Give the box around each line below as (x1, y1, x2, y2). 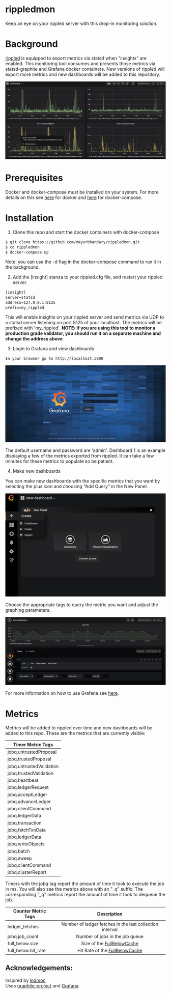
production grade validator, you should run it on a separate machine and (5, 330, 161, 336)
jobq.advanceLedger (7, 798, 51, 805)
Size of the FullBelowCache (81, 941, 139, 947)
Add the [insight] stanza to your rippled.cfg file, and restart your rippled (12, 274, 163, 280)
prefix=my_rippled (5, 305, 44, 310)
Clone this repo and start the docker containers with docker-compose (12, 229, 159, 235)
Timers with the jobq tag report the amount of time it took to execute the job (5, 881, 164, 887)
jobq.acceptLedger (7, 791, 47, 798)
